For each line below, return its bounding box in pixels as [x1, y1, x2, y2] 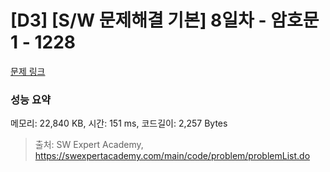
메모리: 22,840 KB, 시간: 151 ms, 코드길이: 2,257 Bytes [10, 117, 228, 130]
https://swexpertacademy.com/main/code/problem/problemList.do [34, 150, 311, 162]
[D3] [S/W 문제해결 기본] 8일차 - [10, 9, 267, 32]
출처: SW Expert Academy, [34, 139, 144, 151]
